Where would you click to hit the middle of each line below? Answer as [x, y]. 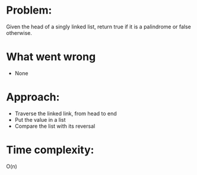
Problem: [29, 10]
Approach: [33, 97]
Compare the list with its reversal [55, 126]
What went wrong [51, 57]
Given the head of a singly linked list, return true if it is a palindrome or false [99, 27]
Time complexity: [50, 150]
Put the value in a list [40, 119]
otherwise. [19, 33]
